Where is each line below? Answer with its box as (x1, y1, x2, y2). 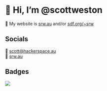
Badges (5, 67, 29, 76)
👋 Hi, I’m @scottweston (5, 4, 103, 16)
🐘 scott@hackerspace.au (5, 48, 56, 54)
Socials (5, 35, 29, 43)
